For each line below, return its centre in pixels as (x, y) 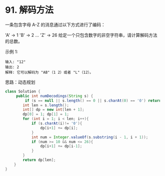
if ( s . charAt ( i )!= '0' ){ (57, 123)
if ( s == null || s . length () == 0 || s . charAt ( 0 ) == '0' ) (85, 101)
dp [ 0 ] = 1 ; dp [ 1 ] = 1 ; (46, 114)
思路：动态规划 (20, 82)
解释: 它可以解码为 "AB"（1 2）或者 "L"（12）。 (49, 72)
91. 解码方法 (29, 10)
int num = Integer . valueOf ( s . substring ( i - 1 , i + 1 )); (90, 137)
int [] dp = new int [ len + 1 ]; (54, 110)
